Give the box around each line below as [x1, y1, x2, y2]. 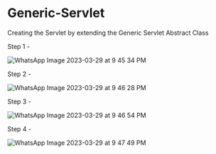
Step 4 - [7, 124, 32, 133]
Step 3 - [7, 97, 32, 106]
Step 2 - [7, 70, 32, 78]
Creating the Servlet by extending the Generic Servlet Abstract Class [7, 28, 209, 37]
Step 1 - [7, 42, 31, 50]
